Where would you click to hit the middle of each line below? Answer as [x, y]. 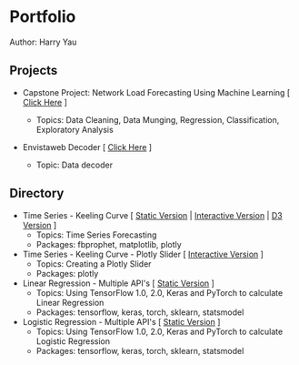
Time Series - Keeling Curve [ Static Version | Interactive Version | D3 [153, 215]
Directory [37, 193]
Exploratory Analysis [75, 129]
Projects [34, 71]
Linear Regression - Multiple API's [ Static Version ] [119, 283]
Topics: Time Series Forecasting [96, 235]
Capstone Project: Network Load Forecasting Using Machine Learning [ [156, 92]
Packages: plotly [67, 273]
